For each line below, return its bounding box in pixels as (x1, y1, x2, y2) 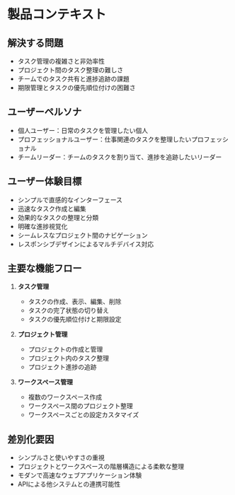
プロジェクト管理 (17, 330, 68, 339)
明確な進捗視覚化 (17, 222, 68, 231)
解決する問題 (7, 37, 64, 49)
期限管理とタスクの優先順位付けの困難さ (17, 83, 136, 92)
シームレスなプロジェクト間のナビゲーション (17, 231, 149, 239)
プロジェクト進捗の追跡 (28, 363, 97, 371)
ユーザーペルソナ (7, 106, 82, 118)
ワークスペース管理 (17, 378, 73, 386)
